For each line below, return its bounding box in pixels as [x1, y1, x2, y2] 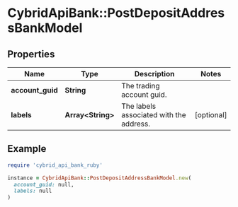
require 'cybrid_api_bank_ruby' [7, 161, 103, 169]
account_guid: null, [13, 181, 74, 188]
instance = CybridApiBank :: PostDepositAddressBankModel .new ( [7, 175, 192, 182]
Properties [7, 48, 55, 60]
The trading [121, 81, 160, 90]
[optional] [194, 110, 227, 119]
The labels [121, 101, 157, 111]
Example [7, 143, 47, 155]
